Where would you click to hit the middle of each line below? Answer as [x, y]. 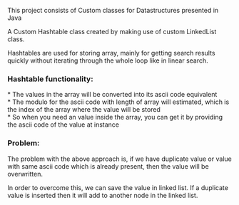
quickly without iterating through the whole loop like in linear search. [108, 61]
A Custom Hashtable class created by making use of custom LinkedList [112, 32]
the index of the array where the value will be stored [84, 110]
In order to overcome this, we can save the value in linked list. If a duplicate [118, 187]
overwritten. [25, 174]
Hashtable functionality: [51, 79]
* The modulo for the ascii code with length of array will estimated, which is [118, 102]
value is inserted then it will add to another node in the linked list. [103, 195]
